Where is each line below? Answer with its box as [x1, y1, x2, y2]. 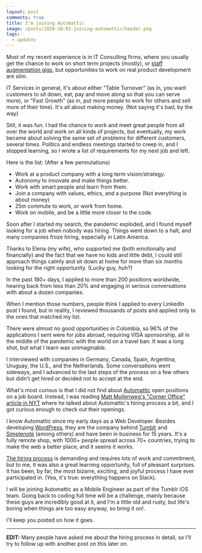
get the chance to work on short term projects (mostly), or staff [6, 60, 163, 67]
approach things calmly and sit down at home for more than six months [6, 258, 183, 265]
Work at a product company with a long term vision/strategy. [14, 170, 165, 178]
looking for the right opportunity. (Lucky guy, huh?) [6, 264, 133, 271]
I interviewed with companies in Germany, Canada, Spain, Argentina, [6, 356, 176, 363]
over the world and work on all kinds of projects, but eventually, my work [6, 128, 186, 135]
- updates [11, 37, 36, 43]
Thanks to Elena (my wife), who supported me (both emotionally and [6, 245, 176, 252]
